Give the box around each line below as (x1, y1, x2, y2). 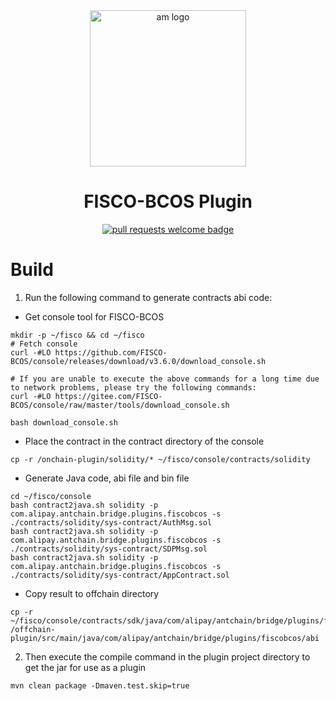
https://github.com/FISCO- (54, 347, 168, 358)
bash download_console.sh (10, 417, 118, 428)
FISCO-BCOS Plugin (83, 190, 253, 213)
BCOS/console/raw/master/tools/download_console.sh (10, 400, 230, 410)
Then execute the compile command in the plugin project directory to (24, 650, 311, 663)
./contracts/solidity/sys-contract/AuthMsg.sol (10, 517, 213, 528)
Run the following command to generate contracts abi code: (24, 291, 273, 303)
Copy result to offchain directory (24, 587, 160, 599)
